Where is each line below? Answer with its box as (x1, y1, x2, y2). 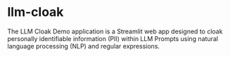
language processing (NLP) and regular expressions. (7, 42, 160, 50)
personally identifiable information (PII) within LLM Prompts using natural (7, 34, 219, 42)
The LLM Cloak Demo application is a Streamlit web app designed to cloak (7, 27, 223, 35)
